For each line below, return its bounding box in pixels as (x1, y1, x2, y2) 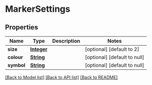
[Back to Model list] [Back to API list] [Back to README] (5, 75, 118, 80)
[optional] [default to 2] (85, 46, 139, 53)
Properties (5, 23, 38, 31)
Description (52, 38, 80, 44)
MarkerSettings (5, 3, 70, 15)
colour (7, 54, 23, 60)
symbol (7, 62, 26, 68)
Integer (30, 46, 48, 53)
